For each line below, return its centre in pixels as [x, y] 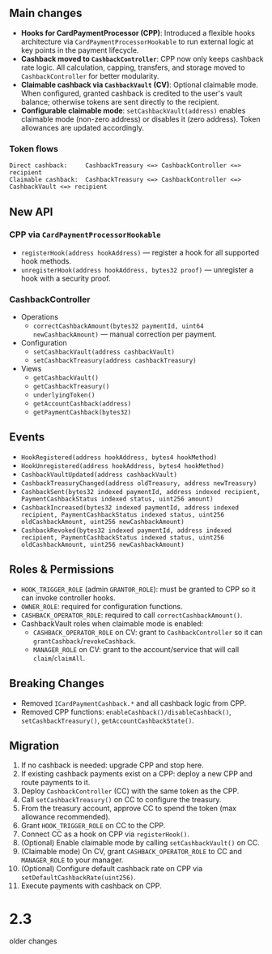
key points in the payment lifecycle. [80, 50]
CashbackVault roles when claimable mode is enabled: [112, 623]
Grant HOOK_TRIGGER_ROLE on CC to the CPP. [93, 826]
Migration [34, 746]
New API [31, 211]
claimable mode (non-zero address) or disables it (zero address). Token [141, 119]
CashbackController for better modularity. [90, 75]
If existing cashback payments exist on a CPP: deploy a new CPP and [137, 774]
